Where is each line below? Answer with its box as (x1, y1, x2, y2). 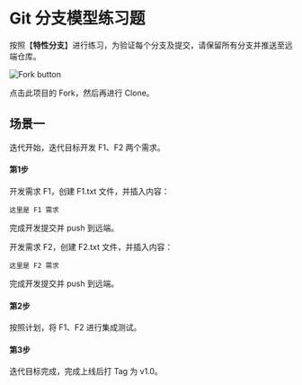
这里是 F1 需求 (9, 205, 60, 214)
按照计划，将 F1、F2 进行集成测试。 (9, 322, 142, 333)
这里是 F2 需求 (9, 261, 60, 270)
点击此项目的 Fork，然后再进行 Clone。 (9, 87, 155, 98)
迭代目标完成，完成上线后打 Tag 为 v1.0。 (9, 366, 164, 377)
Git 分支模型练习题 (9, 8, 146, 29)
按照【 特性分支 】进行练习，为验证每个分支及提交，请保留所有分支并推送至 (9, 40, 285, 50)
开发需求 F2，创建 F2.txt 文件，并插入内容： (9, 241, 173, 252)
